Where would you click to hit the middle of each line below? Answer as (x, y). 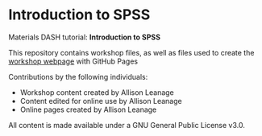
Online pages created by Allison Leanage (88, 109)
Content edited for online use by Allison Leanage (101, 101)
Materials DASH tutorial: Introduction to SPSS (85, 37)
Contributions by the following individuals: (78, 76)
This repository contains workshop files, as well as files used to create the (131, 52)
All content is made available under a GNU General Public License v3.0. (127, 125)
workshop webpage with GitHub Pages (73, 61)
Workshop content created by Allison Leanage (97, 92)
